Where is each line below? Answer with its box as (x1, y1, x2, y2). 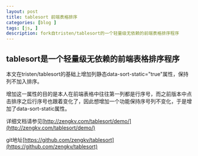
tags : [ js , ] (6, 25, 38, 31)
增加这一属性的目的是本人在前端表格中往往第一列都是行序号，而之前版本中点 (6, 90, 192, 97)
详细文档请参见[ (6, 117, 45, 124)
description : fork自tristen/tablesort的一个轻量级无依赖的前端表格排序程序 (6, 31, 180, 36)
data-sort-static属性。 (16, 105, 71, 112)
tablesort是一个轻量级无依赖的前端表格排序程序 (6, 54, 180, 64)
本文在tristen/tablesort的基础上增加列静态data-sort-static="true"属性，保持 (6, 70, 189, 77)
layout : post (6, 8, 38, 15)
